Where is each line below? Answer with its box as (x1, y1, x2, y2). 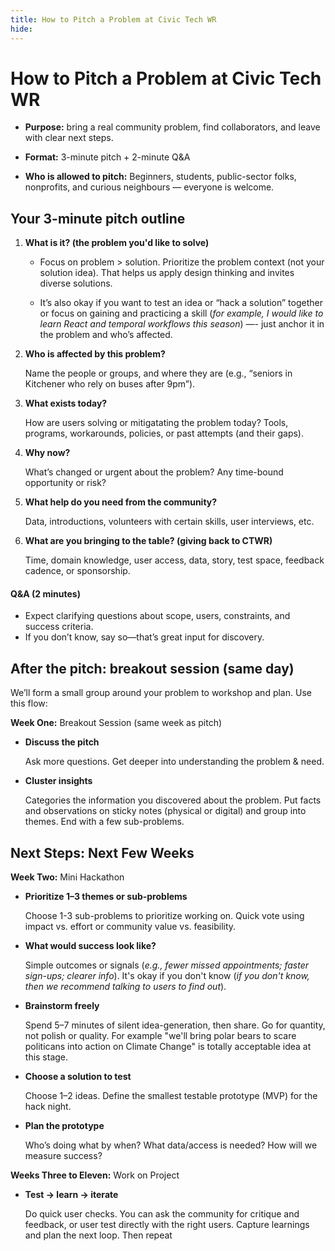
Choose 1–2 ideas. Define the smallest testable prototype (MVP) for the (24, 1090, 318, 1102)
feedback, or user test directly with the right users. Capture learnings (24, 1219, 310, 1231)
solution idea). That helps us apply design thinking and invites (39, 267, 295, 279)
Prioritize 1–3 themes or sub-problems (24, 891, 188, 903)
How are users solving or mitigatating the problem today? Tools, (24, 417, 289, 429)
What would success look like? (24, 940, 157, 952)
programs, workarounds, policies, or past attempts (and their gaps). (24, 427, 305, 440)
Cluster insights (24, 775, 93, 787)
